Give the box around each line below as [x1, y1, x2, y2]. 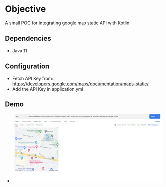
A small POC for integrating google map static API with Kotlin [5, 20, 130, 26]
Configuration [5, 62, 50, 71]
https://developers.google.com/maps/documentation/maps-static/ [12, 81, 149, 87]
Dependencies [5, 34, 51, 43]
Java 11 [12, 47, 27, 53]
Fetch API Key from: [12, 75, 54, 81]
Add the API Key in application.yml [12, 86, 83, 92]
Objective [5, 3, 46, 15]
